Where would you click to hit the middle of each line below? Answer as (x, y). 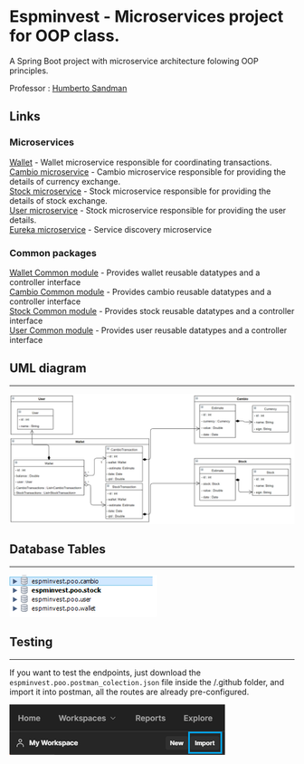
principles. (29, 71)
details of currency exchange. (65, 181)
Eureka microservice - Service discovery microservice (111, 229)
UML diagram (48, 368)
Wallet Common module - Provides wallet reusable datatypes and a (135, 272)
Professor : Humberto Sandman (68, 88)
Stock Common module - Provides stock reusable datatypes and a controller (152, 310)
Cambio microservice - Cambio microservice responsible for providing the (148, 172)
